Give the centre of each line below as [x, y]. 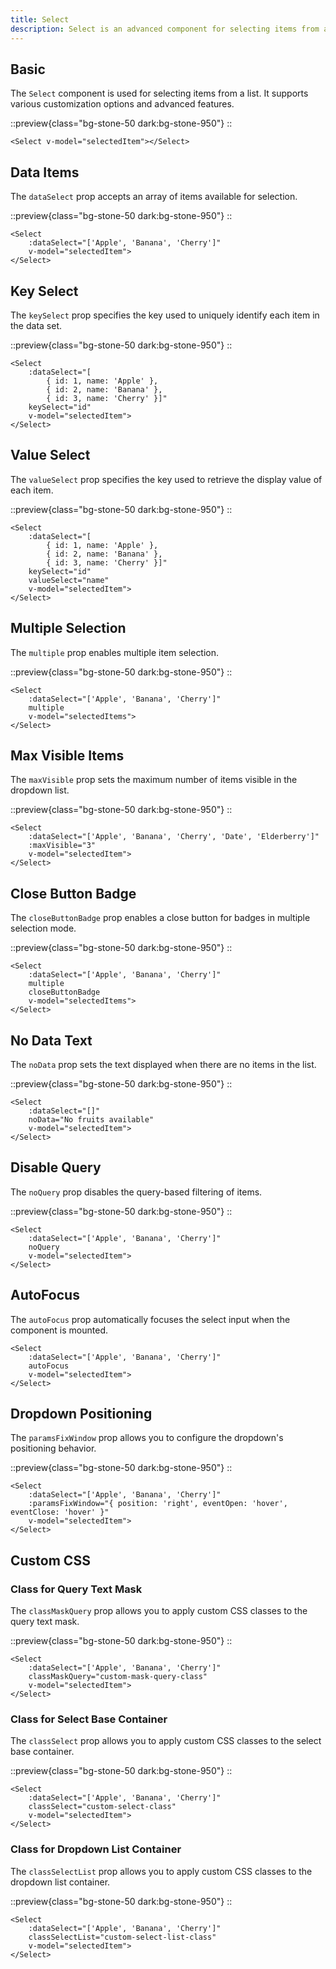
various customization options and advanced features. [122, 104]
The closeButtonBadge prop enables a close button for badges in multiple [160, 918]
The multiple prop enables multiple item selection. [115, 652]
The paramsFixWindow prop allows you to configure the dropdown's [147, 1438]
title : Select [40, 19]
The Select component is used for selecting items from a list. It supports [159, 93]
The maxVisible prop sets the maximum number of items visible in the [154, 780]
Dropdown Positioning [81, 1414]
